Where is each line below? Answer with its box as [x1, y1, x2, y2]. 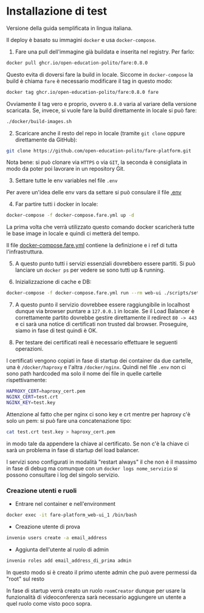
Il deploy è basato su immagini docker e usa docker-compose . [6, 36, 157, 43]
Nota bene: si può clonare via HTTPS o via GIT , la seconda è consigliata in [6, 158, 187, 166]
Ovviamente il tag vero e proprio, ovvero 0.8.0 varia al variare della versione [6, 100, 197, 107]
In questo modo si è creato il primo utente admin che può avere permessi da [6, 569, 197, 576]
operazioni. [15, 345, 44, 353]
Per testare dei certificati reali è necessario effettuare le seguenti [15, 339, 178, 346]
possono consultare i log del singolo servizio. [6, 471, 120, 478]
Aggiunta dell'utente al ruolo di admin [15, 545, 109, 553]
